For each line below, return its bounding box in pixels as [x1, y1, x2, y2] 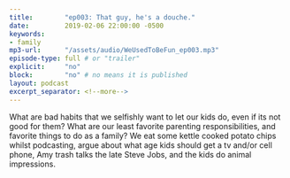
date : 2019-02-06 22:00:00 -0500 [9, 21, 164, 30]
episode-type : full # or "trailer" [9, 54, 141, 63]
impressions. [9, 159, 56, 169]
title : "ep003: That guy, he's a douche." [9, 12, 196, 22]
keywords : [9, 29, 46, 38]
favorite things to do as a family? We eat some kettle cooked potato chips [9, 130, 277, 141]
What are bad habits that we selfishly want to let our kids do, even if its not [9, 112, 281, 122]
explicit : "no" [9, 63, 81, 72]
